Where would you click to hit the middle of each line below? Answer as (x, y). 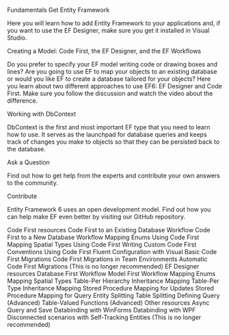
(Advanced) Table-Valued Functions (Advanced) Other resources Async (108, 303)
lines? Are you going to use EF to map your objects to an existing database (112, 72)
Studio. (17, 38)
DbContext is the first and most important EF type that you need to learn (109, 127)
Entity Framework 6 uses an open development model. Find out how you (109, 209)
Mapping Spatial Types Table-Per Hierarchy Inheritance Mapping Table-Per (113, 281)
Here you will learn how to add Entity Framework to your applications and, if (114, 23)
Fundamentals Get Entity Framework (58, 10)
